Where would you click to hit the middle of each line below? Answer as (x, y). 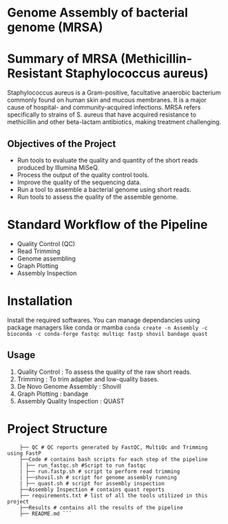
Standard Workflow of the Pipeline (107, 225)
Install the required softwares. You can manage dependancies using (104, 320)
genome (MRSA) (55, 27)
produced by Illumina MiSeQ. (58, 168)
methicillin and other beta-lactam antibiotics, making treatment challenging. (114, 122)
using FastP (24, 453)
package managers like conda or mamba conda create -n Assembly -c (107, 327)
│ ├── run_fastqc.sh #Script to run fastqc (83, 465)
